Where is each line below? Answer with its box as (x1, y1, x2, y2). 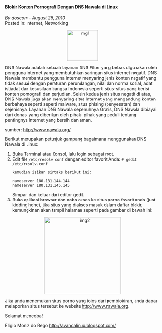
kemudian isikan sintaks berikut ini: (12, 170, 92, 175)
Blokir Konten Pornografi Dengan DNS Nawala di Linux (5, 4, 118, 10)
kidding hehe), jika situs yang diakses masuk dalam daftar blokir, (12, 202, 143, 208)
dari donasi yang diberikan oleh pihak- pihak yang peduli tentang (5, 112, 136, 118)
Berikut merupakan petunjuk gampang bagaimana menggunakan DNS (5, 136, 147, 142)
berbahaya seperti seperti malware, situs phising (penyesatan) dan (5, 101, 140, 107)
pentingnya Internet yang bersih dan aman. (5, 117, 92, 123)
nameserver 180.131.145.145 (12, 183, 70, 188)
